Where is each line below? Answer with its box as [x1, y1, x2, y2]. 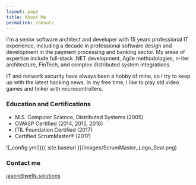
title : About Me [6, 14, 46, 20]
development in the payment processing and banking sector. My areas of [6, 49, 185, 56]
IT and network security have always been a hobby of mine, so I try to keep [6, 72, 191, 80]
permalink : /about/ [6, 20, 55, 25]
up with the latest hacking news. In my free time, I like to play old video [6, 79, 179, 86]
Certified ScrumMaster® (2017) [14, 132, 91, 139]
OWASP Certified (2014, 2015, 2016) [14, 120, 103, 127]
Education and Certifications [6, 100, 91, 109]
